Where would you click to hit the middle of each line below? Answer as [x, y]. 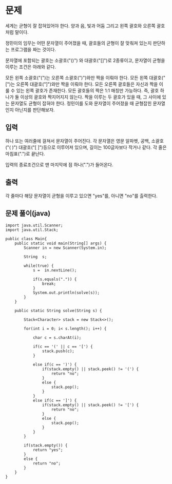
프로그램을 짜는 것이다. [33, 49]
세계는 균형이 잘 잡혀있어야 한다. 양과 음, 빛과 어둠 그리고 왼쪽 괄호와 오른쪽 [80, 26]
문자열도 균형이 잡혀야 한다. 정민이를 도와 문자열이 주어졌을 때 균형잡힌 [81, 103]
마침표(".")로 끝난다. [25, 153]
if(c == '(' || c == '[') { [63, 347]
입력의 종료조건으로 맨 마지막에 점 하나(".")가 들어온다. [60, 164]
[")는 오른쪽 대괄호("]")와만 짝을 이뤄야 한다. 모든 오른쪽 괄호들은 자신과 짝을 [82, 84]
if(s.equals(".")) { [55, 279]
